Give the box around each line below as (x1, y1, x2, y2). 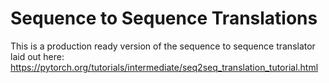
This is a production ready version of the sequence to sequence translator (10, 40, 316, 52)
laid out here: (10, 50, 65, 62)
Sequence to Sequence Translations (10, 7, 318, 30)
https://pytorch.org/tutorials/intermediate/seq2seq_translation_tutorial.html (10, 61, 319, 73)
